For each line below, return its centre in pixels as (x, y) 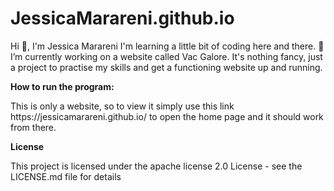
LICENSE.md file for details (66, 176)
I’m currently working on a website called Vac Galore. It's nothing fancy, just (166, 56)
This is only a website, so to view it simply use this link (122, 106)
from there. (33, 127)
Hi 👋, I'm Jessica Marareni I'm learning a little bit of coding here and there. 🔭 (167, 46)
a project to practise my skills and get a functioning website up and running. (166, 67)
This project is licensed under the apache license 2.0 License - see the (156, 166)
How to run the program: (62, 86)
